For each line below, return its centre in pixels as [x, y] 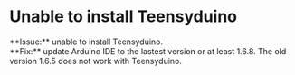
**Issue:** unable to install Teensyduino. [86, 42]
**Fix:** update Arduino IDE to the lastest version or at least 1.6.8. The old [148, 51]
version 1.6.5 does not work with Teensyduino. [96, 61]
